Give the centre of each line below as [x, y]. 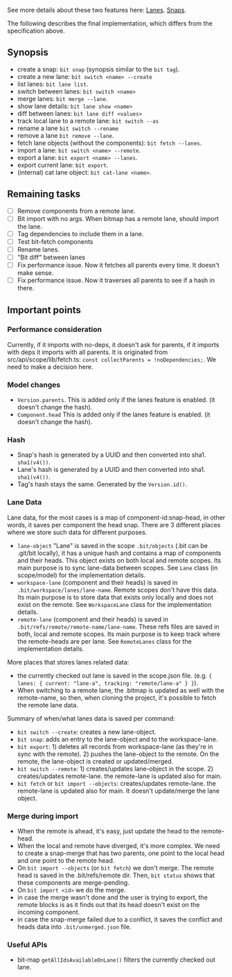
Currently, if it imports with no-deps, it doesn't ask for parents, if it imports [113, 344]
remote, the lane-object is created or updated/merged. [95, 761]
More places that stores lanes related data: [68, 662]
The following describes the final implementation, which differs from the [110, 23]
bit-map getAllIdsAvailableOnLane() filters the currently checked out [116, 960]
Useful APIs [27, 944]
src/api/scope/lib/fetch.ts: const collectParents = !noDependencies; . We [112, 359]
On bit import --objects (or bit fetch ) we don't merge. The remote [116, 868]
